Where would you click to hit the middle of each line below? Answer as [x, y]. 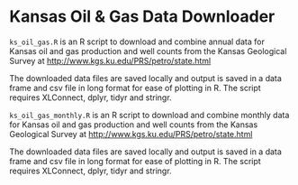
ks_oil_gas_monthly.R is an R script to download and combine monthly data [149, 115]
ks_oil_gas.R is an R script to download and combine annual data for [137, 42]
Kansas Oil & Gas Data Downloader [142, 17]
